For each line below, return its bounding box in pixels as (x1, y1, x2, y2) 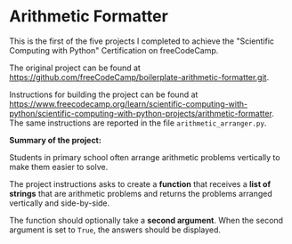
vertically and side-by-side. (9, 198, 110, 208)
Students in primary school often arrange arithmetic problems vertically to (9, 151, 280, 162)
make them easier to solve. (9, 161, 109, 172)
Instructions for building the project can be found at (9, 89, 199, 100)
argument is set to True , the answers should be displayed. (9, 224, 221, 235)
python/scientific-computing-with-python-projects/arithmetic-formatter (9, 108, 272, 118)
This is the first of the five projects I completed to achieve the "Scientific (9, 36, 274, 46)
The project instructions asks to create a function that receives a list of (9, 178, 272, 189)
